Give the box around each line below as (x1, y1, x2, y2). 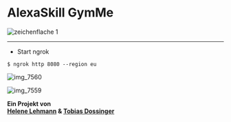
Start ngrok (16, 47, 49, 56)
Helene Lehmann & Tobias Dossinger (7, 107, 115, 115)
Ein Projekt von (7, 99, 52, 108)
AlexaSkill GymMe (7, 5, 114, 21)
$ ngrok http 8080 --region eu (7, 61, 97, 68)
